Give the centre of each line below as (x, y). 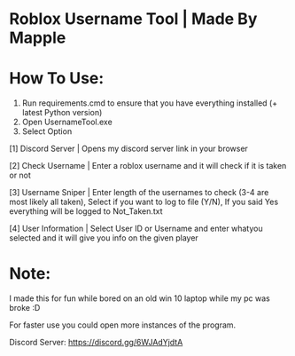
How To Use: (57, 79)
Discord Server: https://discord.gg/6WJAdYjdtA (96, 343)
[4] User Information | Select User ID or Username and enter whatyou (136, 229)
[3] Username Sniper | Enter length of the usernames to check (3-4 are (139, 193)
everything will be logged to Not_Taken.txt (86, 211)
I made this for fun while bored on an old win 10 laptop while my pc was (140, 298)
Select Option (47, 131)
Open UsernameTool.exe (67, 122)
